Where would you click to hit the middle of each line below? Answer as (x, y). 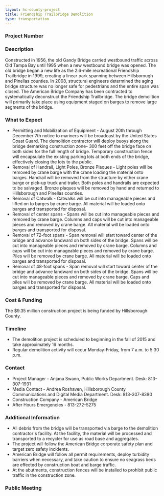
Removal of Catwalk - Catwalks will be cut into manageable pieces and (84, 198)
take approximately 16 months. (43, 344)
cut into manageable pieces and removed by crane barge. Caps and (81, 277)
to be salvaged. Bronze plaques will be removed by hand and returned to (85, 188)
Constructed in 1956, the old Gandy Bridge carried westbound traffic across (82, 60)
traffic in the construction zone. (44, 475)
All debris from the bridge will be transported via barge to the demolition (85, 428)
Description (19, 49)
